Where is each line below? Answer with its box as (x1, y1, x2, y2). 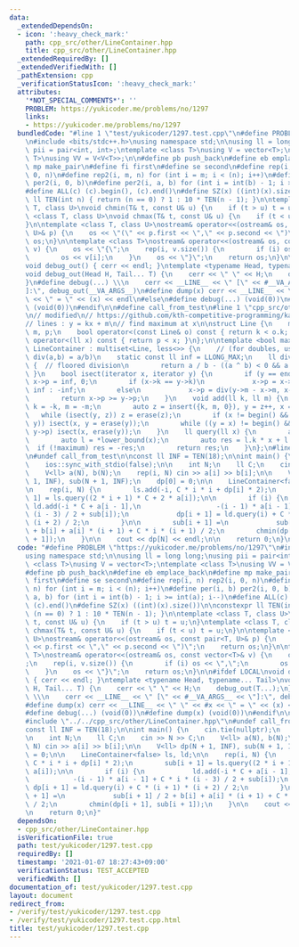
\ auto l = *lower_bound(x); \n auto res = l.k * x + (25, 436, 280, 445)
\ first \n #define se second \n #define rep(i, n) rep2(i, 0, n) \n (25, 576, 269, 585)
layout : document (9, 891, 74, 900)
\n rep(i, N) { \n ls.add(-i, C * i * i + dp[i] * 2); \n (25, 485, 277, 494)
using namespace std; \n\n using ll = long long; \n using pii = (25, 551, 256, 560)
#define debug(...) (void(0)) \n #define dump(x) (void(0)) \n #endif (25, 709, 277, 718)
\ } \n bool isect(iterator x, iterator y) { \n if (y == (25, 369, 277, 379)
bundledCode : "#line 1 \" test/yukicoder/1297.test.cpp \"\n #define (17, 129, 269, 138)
